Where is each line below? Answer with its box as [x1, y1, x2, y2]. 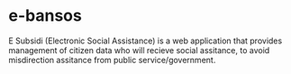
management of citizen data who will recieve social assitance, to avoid [8, 44, 270, 55]
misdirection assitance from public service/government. [8, 54, 216, 65]
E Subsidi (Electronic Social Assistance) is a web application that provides [8, 35, 283, 46]
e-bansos [8, 5, 82, 26]
